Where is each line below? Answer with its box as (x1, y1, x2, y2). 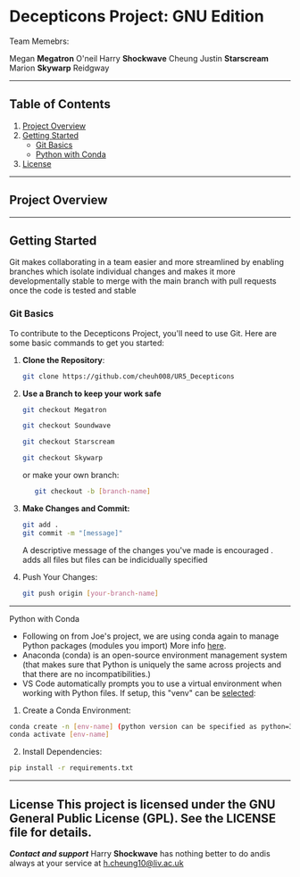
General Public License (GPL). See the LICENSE (9, 810, 277, 826)
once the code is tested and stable (9, 285, 137, 296)
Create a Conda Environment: (21, 705, 131, 716)
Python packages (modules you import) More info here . (21, 640, 227, 650)
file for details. (9, 824, 92, 840)
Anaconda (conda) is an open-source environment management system (21, 649, 287, 660)
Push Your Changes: (21, 571, 98, 582)
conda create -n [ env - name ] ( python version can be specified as (9, 722, 257, 731)
